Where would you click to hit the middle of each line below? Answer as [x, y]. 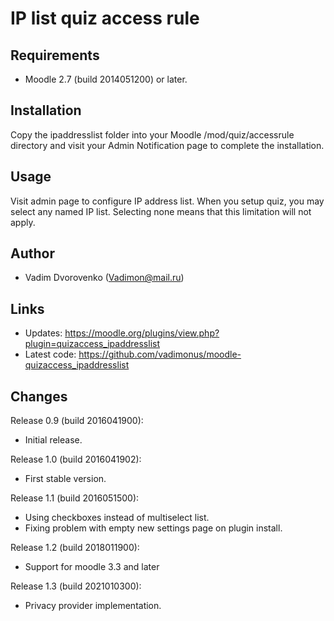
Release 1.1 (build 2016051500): [75, 498]
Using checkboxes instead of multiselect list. [117, 518]
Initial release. [53, 440]
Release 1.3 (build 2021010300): [76, 586]
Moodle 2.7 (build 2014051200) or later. [106, 79]
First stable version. [65, 479]
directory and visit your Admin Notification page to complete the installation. [167, 145]
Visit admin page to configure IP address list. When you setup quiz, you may [167, 201]
